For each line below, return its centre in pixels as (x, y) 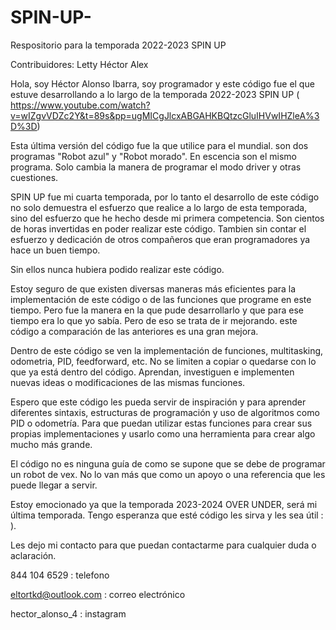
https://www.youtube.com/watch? (80, 105)
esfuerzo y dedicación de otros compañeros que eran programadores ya (160, 239)
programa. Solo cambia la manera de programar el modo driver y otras (156, 167)
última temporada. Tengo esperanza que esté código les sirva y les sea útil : (167, 515)
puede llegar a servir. (54, 485)
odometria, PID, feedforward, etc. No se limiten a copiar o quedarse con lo (163, 361)
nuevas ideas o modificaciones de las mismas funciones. (128, 382)
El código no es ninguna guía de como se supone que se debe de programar (168, 463)
